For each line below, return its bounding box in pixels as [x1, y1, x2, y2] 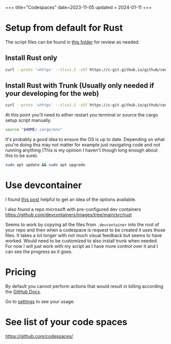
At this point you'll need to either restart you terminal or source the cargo [5, 112, 158, 118]
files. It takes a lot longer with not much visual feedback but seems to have [5, 233, 162, 238]
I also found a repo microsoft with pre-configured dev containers [5, 206, 141, 212]
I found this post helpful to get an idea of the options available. [5, 196, 136, 203]
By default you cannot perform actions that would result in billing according [5, 283, 164, 289]
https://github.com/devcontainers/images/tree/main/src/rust [5, 212, 132, 218]
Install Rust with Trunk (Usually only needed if [5, 81, 154, 90]
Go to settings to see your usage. [5, 298, 75, 304]
